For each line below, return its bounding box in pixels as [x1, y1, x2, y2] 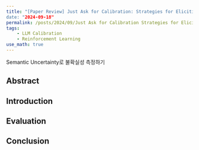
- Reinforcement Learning [17, 36, 81, 42]
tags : [6, 25, 20, 31]
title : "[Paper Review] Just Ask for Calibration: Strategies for [6, 8, 174, 15]
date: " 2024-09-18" [6, 14, 54, 20]
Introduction [6, 96, 53, 106]
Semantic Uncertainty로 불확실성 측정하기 [6, 58, 105, 66]
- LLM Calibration [17, 31, 62, 37]
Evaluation [6, 116, 46, 126]
